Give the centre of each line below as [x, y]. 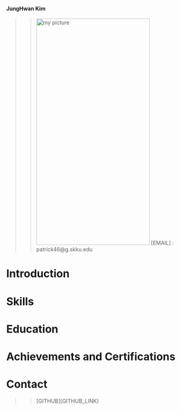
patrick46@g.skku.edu [64, 249]
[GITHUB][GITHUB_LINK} [68, 401]
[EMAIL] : [162, 243]
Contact [27, 384]
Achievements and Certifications [91, 357]
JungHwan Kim [26, 8]
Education [32, 329]
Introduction [38, 274]
